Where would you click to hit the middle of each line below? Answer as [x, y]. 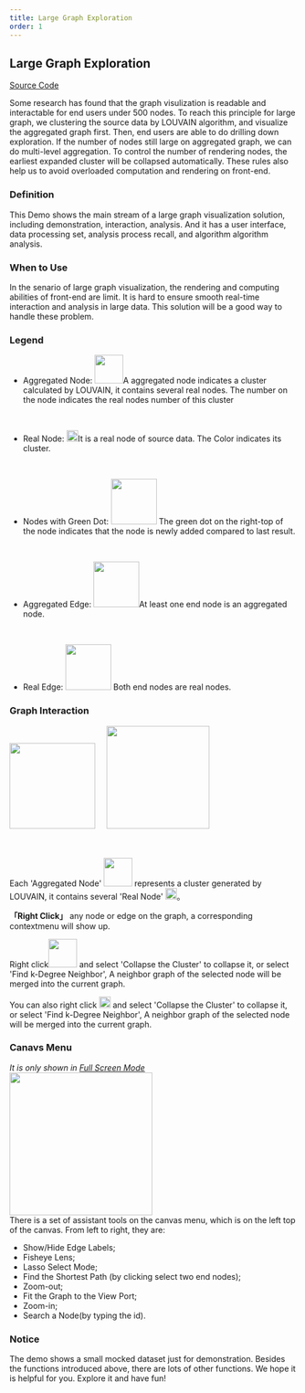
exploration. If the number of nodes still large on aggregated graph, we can [151, 142]
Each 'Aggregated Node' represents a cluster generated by [136, 883]
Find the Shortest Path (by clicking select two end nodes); [132, 1276]
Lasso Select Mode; [60, 1267]
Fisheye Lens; [49, 1257]
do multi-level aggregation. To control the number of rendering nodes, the [148, 152]
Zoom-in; [40, 1305]
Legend [26, 340]
